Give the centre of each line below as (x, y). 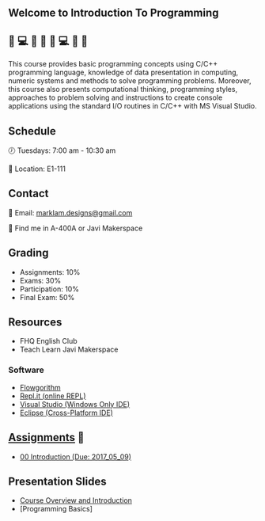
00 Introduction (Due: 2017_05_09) (76, 456)
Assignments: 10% (50, 272)
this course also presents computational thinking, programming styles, (123, 89)
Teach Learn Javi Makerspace (69, 350)
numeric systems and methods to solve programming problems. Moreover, (130, 81)
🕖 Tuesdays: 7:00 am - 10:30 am (62, 150)
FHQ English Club (48, 341)
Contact (28, 194)
